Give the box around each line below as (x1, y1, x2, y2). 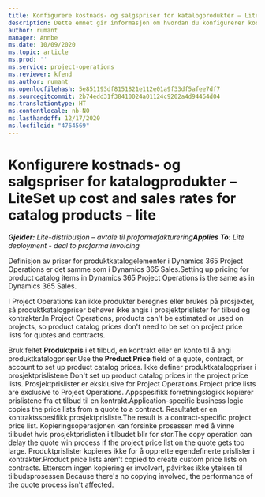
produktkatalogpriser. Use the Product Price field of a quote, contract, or (8, 353, 244, 363)
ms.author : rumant (8, 77, 69, 85)
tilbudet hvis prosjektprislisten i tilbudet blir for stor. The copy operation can (8, 429, 252, 439)
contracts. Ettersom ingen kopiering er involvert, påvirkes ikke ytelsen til (8, 463, 243, 473)
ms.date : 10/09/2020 (8, 41, 77, 49)
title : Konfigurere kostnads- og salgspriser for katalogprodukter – (8, 11, 242, 20)
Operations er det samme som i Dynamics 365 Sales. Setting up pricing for (8, 264, 250, 273)
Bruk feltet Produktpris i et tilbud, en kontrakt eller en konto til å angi (8, 345, 231, 355)
